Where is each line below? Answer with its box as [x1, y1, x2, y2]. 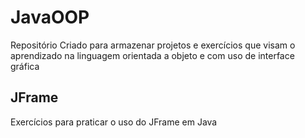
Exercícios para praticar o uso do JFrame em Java [10, 116, 218, 128]
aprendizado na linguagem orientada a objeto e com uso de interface [10, 49, 295, 61]
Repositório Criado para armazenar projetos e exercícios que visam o [10, 39, 296, 51]
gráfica [10, 60, 40, 72]
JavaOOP [10, 6, 90, 29]
